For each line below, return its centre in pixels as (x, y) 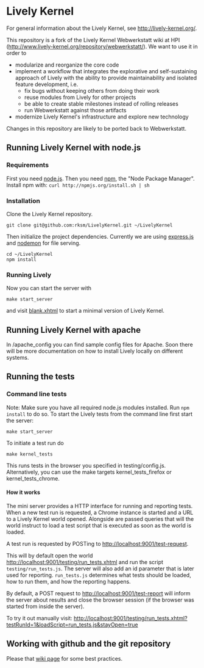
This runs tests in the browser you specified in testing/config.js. (86, 465)
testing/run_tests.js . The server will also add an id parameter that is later (100, 568)
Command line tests (37, 394)
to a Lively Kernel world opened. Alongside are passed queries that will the (100, 519)
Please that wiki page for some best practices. (65, 658)
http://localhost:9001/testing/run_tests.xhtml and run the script (85, 562)
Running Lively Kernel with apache (74, 330)
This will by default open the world (50, 555)
